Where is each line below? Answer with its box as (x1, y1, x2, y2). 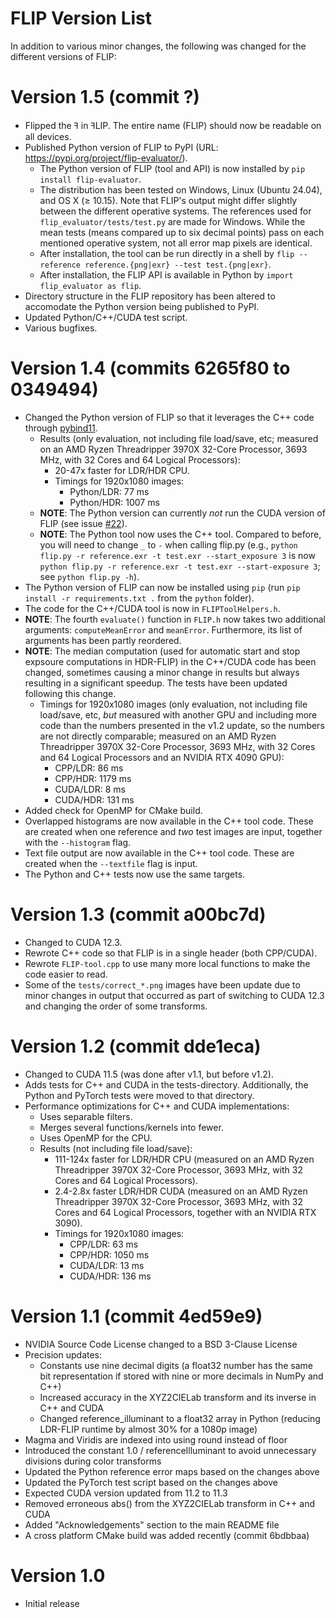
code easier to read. (24, 968, 108, 980)
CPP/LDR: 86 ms (54, 762, 124, 774)
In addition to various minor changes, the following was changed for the (10, 40, 307, 52)
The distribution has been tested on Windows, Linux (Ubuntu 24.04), (39, 183, 323, 196)
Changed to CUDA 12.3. (24, 936, 123, 948)
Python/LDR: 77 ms (69, 485, 150, 497)
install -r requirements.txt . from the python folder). (24, 592, 255, 604)
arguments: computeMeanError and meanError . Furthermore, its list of (24, 623, 303, 636)
